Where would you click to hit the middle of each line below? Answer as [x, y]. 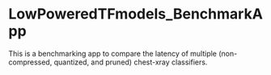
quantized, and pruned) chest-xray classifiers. [131, 62]
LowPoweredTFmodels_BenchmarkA [135, 14]
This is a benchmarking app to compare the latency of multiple [112, 53]
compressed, [30, 62]
